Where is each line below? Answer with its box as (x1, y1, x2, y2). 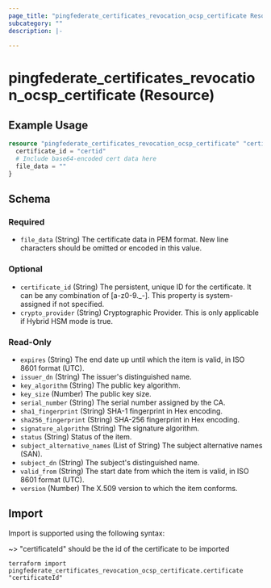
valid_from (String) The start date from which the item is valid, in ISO (19, 466, 250, 476)
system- (205, 290, 234, 300)
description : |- (8, 27, 63, 35)
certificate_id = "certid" (15, 147, 106, 156)
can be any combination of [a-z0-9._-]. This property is (19, 290, 204, 300)
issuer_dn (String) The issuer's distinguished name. (19, 372, 192, 381)
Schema (8, 192, 51, 206)
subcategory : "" (8, 19, 63, 27)
